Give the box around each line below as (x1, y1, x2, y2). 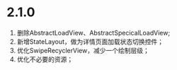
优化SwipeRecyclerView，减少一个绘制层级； (16, 46, 149, 54)
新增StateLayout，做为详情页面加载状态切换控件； (16, 37, 164, 46)
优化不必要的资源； (16, 54, 74, 64)
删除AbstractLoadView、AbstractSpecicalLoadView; (16, 28, 171, 37)
